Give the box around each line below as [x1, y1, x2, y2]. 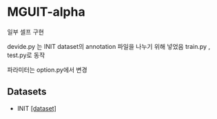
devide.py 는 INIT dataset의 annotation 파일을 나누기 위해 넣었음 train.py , [7, 42, 211, 50]
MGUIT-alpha [7, 4, 85, 20]
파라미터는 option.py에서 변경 [7, 65, 87, 74]
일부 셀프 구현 [7, 28, 45, 36]
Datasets [7, 86, 47, 98]
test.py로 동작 [7, 51, 45, 59]
